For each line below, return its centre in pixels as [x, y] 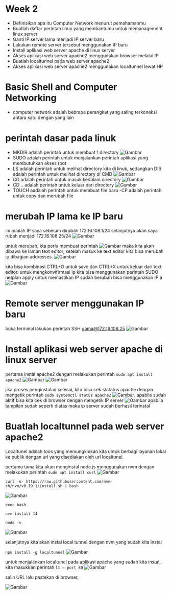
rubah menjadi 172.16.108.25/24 [38, 236]
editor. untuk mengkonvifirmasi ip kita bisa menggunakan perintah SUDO [82, 272]
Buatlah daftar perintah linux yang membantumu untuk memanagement [88, 28]
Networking [31, 98]
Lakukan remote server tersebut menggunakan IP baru [70, 44]
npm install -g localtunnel [35, 552]
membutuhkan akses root [40, 163]
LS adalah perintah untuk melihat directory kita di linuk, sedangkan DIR [87, 169]
